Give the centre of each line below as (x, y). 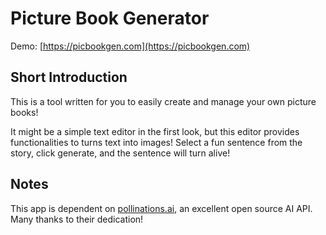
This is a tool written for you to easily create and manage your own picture (163, 101)
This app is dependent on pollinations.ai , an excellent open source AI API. (161, 208)
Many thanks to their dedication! (77, 219)
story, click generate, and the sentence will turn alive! (120, 153)
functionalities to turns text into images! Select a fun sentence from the (156, 142)
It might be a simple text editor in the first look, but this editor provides (155, 131)
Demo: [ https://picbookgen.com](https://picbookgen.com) (130, 46)
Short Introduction (69, 77)
